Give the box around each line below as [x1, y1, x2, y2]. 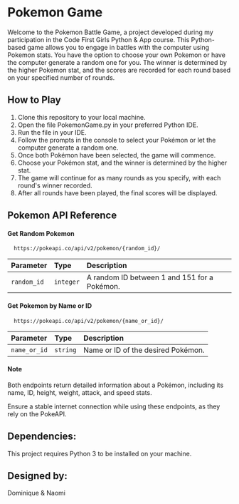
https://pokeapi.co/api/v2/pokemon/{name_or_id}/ [14, 317, 164, 324]
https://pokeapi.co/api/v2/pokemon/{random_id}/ [14, 245, 161, 252]
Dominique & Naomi [7, 489, 66, 498]
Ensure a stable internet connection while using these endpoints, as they [7, 402, 221, 411]
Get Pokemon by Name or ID [7, 301, 92, 310]
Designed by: [7, 470, 68, 482]
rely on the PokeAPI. [7, 409, 67, 418]
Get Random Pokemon [7, 229, 75, 237]
